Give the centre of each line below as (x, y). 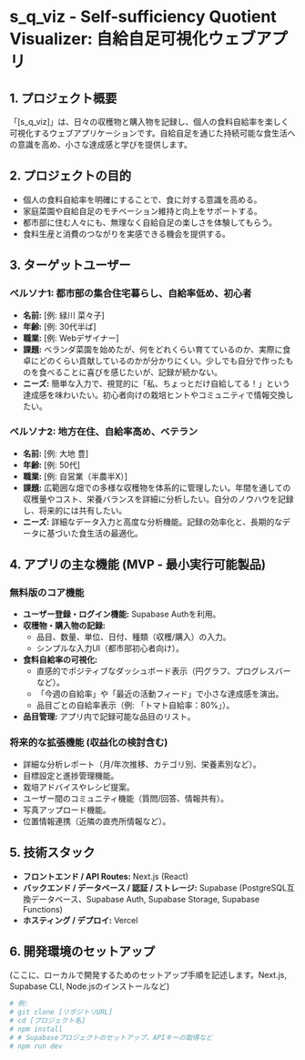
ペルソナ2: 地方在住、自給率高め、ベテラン (104, 432)
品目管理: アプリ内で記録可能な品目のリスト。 (109, 717)
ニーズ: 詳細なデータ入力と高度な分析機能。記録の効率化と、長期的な (152, 522)
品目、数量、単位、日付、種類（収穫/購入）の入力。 (133, 637)
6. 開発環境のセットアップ (82, 951)
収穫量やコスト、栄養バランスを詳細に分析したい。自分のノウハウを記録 (158, 499)
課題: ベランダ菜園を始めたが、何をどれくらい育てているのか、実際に (152, 349)
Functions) (43, 909)
